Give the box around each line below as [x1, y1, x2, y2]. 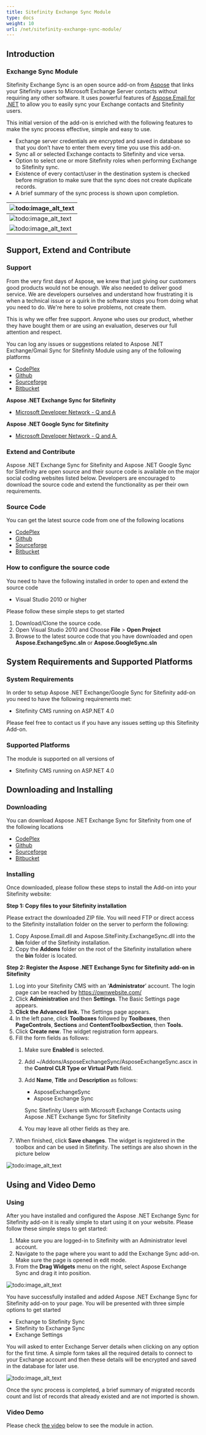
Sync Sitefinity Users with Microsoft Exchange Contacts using [24, 1107, 181, 1114]
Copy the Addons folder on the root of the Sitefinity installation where [15, 945, 192, 953]
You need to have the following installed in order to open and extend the [6, 577, 189, 585]
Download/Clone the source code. [15, 619, 102, 627]
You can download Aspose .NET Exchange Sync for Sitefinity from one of [6, 817, 192, 824]
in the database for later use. [6, 1363, 79, 1370]
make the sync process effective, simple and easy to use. [6, 125, 152, 132]
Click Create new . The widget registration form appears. [15, 1028, 158, 1036]
